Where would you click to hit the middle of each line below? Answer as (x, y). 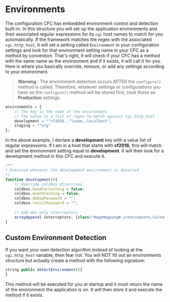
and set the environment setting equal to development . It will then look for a (84, 151)
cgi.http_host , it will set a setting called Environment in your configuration (82, 45)
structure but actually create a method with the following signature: (75, 261)
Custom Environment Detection (56, 238)
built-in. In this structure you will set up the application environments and (81, 28)
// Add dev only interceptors (46, 212)
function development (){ (31, 180)
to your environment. (27, 71)
